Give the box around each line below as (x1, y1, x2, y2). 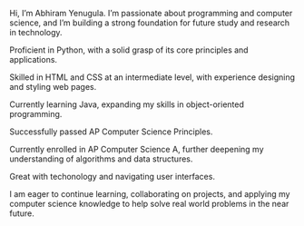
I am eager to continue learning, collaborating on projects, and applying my (9, 189, 290, 199)
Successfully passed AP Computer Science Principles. (9, 126, 213, 137)
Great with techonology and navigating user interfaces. (9, 172, 216, 182)
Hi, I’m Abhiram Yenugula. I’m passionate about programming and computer (9, 8, 293, 18)
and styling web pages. (9, 82, 97, 92)
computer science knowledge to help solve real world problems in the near (9, 199, 289, 209)
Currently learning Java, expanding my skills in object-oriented (9, 99, 245, 110)
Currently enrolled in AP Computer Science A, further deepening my (9, 144, 265, 154)
